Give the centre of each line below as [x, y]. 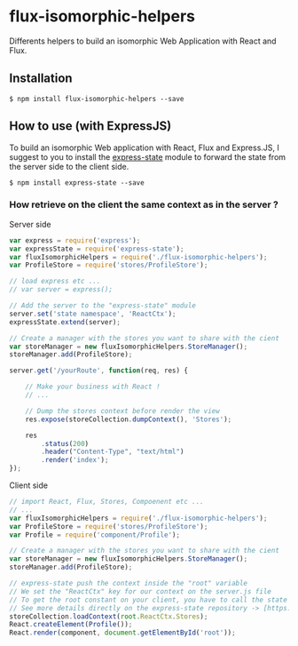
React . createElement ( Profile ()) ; [71, 625]
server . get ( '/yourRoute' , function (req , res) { [99, 371]
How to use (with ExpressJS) [90, 126]
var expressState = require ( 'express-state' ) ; [97, 249]
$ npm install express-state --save [77, 183]
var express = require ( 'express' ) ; [75, 240]
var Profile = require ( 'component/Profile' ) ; [94, 535]
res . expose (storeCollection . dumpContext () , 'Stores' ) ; [129, 419]
